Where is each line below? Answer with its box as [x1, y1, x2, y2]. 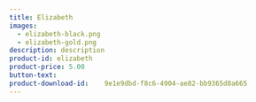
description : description [9, 46, 105, 55]
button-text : [9, 71, 58, 80]
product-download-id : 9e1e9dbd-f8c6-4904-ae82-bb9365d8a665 [9, 79, 248, 88]
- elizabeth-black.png [17, 29, 101, 38]
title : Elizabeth [9, 12, 74, 22]
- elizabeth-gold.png [17, 37, 97, 47]
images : [9, 21, 38, 30]
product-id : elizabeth [9, 54, 93, 63]
